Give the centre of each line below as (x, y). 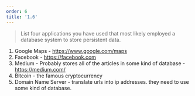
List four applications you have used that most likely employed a (98, 33)
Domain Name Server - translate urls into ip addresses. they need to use (102, 81)
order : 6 (17, 11)
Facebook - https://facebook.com (55, 57)
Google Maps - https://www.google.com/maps (71, 51)
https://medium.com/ (40, 69)
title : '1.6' (22, 17)
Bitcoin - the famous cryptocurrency (58, 76)
